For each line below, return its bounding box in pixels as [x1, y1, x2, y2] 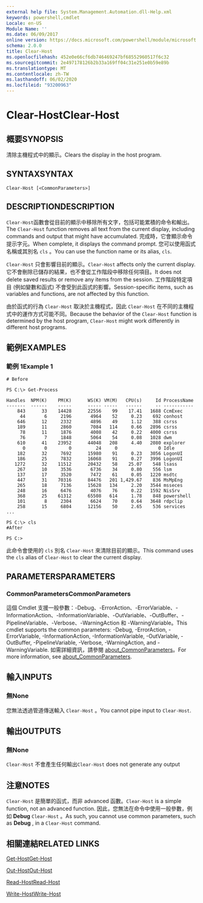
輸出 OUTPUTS [6, 726, 62, 737]
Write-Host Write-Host [6, 890, 61, 898]
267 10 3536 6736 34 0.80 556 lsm [17, 466, 172, 473]
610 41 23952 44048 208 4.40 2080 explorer [17, 440, 186, 446]
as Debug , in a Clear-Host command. [6, 819, 101, 827]
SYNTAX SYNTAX [6, 169, 74, 180]
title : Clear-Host [6, 49, 53, 55]
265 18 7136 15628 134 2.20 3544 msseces [17, 483, 183, 489]
